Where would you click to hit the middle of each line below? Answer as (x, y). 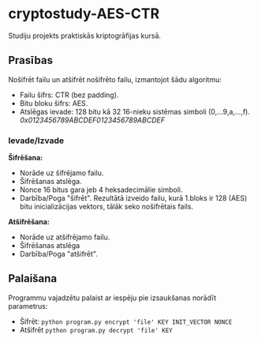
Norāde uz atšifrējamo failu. (65, 237)
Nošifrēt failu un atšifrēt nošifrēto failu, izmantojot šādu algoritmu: (115, 79)
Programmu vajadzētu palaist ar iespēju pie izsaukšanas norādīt (112, 298)
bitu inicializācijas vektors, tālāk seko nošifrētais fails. (106, 207)
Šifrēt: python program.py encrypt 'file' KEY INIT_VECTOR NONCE (126, 321)
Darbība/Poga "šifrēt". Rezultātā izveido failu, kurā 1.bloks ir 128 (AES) (133, 198)
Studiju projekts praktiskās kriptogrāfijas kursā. (85, 36)
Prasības (31, 60)
